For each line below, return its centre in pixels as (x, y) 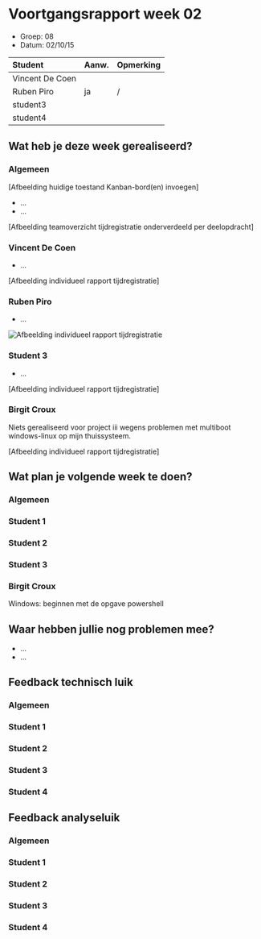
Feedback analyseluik (64, 818)
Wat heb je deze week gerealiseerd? (100, 146)
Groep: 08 (37, 36)
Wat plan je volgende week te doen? (100, 477)
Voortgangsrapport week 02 (105, 14)
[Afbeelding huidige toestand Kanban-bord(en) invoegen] (104, 187)
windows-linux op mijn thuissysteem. (69, 435)
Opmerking (139, 64)
